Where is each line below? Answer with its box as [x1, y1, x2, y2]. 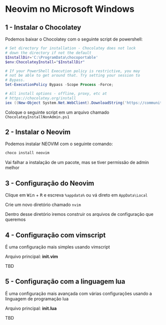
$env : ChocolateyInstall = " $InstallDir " [5, 59, 85, 65]
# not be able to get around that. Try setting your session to [5, 73, 140, 78]
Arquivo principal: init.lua [5, 305, 57, 311]
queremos [5, 216, 26, 223]
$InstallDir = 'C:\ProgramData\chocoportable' [5, 55, 98, 60]
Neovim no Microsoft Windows [5, 3, 135, 15]
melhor [5, 164, 20, 171]
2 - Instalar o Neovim [5, 128, 71, 136]
